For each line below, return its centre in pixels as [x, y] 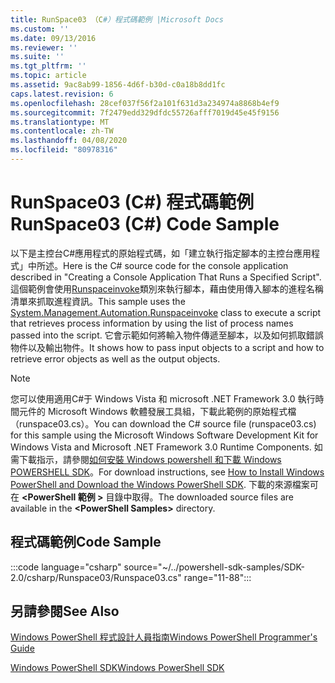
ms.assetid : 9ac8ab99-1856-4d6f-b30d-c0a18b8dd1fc [118, 85]
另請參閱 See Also [65, 611]
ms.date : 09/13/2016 [53, 38]
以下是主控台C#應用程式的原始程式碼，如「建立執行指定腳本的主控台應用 [161, 253]
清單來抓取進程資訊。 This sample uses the [98, 301]
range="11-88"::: [217, 577]
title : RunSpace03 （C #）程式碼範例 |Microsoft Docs [117, 19]
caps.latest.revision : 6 [62, 94]
